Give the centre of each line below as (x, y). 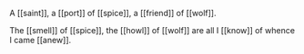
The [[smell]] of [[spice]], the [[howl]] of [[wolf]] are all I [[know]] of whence (152, 30)
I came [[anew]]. (41, 40)
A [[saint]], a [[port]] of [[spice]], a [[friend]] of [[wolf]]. (113, 13)
